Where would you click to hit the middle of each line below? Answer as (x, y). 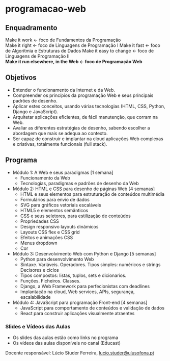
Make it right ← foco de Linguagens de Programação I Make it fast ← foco (83, 45)
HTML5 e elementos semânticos (54, 210)
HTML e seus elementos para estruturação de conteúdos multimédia (92, 194)
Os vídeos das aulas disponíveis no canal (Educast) (66, 343)
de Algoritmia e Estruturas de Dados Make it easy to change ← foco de (80, 51)
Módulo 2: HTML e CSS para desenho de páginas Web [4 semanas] (84, 189)
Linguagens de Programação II (37, 56)
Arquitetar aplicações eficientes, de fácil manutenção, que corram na (85, 117)
